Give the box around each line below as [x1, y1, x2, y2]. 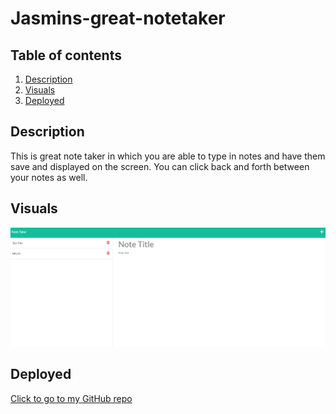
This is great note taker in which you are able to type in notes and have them [10, 150, 326, 162]
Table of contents [10, 47, 122, 64]
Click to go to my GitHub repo [10, 392, 133, 404]
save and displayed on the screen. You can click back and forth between [10, 160, 310, 172]
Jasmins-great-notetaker [10, 7, 226, 30]
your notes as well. [10, 171, 88, 183]
